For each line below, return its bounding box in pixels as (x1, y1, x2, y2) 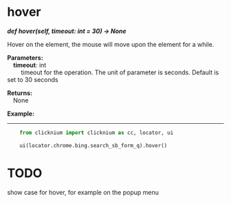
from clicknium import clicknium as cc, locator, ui (19, 129, 174, 136)
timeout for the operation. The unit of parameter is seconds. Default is (20, 68, 219, 76)
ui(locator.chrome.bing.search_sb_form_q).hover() (19, 142, 168, 149)
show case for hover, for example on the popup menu (7, 188, 159, 196)
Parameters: (7, 53, 43, 62)
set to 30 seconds (7, 75, 58, 83)
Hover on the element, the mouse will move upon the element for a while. (7, 40, 214, 48)
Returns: (7, 89, 33, 97)
